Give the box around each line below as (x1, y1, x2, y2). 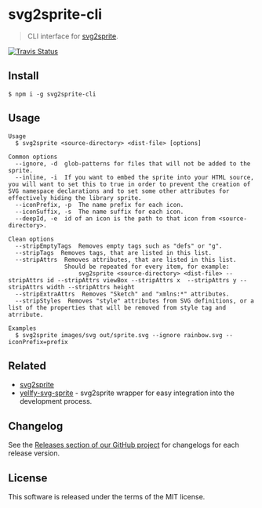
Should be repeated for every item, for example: (64, 263, 230, 270)
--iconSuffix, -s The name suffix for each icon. (15, 208, 184, 216)
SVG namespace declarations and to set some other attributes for (8, 187, 230, 195)
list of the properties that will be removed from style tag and (8, 303, 226, 311)
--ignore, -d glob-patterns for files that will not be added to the (15, 159, 251, 168)
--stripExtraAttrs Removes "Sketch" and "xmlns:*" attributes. (15, 290, 230, 298)
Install (8, 69, 39, 83)
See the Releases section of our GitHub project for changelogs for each (8, 441, 239, 450)
